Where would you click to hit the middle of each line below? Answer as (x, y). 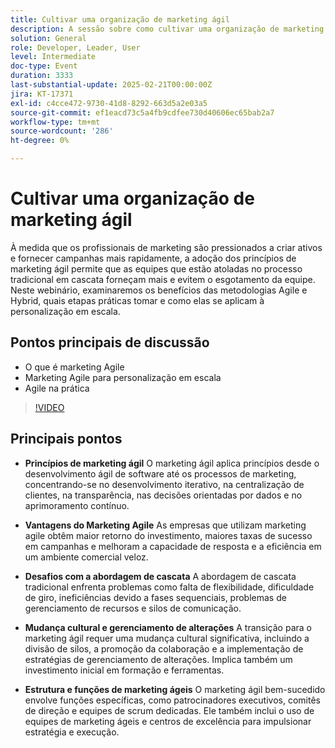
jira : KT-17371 (42, 94)
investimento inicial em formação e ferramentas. (124, 670)
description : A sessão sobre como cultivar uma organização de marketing (167, 29)
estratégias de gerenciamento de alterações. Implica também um (158, 659)
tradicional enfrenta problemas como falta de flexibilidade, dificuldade (169, 587)
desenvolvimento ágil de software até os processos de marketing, (160, 473)
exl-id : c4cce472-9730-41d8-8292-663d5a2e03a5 (109, 103)
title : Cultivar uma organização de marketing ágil (120, 19)
